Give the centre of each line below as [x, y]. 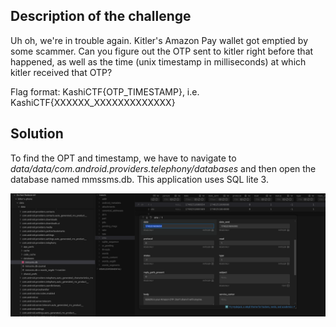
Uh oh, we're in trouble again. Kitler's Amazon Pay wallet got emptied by [159, 40]
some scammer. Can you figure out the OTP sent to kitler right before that [162, 51]
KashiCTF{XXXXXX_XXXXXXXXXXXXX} [93, 102]
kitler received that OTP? [61, 72]
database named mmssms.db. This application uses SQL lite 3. [139, 179]
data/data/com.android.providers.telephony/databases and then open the [163, 168]
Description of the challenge [101, 16]
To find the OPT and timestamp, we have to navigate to [123, 158]
